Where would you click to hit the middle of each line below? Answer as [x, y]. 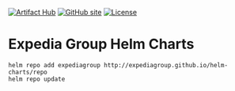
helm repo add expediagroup [55, 65]
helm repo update [37, 79]
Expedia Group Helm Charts [101, 44]
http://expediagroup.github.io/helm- [166, 65]
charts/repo [28, 72]
